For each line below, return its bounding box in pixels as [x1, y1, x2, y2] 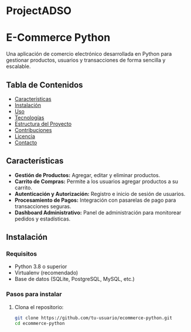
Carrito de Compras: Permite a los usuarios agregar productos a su [14, 178, 179, 185]
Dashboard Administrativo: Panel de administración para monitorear [14, 209, 182, 216]
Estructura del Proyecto [14, 120, 72, 127]
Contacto [14, 139, 37, 146]
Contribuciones [14, 126, 52, 133]
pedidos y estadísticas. [14, 215, 71, 222]
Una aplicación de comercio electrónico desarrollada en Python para [6, 50, 172, 57]
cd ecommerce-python [14, 320, 65, 326]
